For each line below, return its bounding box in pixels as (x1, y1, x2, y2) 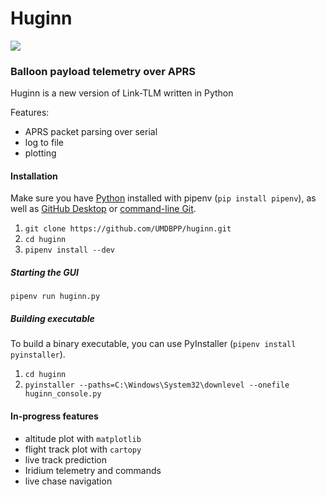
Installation (10, 170, 58, 182)
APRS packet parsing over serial (24, 126, 158, 138)
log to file (24, 137, 65, 149)
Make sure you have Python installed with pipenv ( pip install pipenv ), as (10, 192, 317, 204)
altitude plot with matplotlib (24, 432, 142, 444)
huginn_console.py (24, 389, 102, 399)
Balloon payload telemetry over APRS (10, 64, 197, 78)
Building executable (10, 313, 95, 324)
